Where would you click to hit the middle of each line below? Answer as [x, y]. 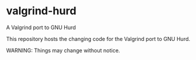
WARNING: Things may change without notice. [63, 50]
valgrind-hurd [41, 11]
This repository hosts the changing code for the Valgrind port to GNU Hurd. [98, 39]
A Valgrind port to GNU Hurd [41, 27]
